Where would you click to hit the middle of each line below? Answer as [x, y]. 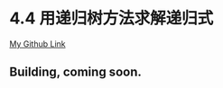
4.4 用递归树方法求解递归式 [111, 18]
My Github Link [37, 44]
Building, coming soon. [75, 72]
